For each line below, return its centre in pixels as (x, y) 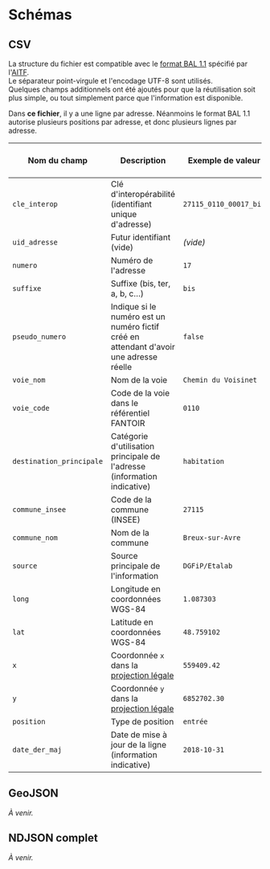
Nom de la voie (139, 380)
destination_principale (58, 461)
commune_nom (35, 537)
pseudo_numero (39, 336)
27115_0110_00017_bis (224, 204)
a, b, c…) (128, 293)
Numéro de (132, 260)
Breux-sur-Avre (212, 537)
